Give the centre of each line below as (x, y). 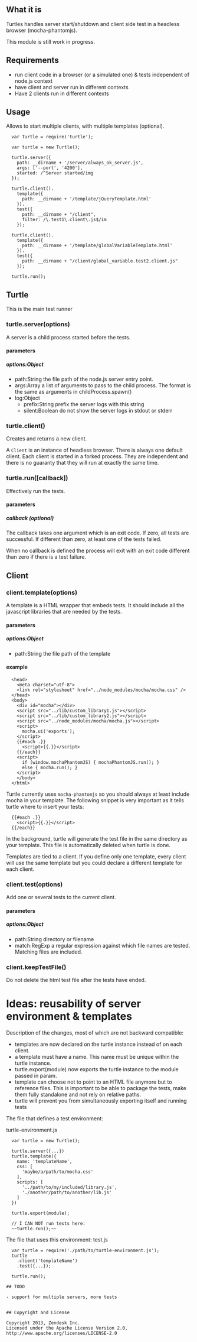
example (17, 667)
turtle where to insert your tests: (45, 806)
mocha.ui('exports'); (48, 731)
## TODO (16, 1286)
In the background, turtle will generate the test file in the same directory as (97, 838)
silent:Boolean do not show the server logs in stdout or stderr (98, 411)
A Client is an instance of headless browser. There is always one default (94, 450)
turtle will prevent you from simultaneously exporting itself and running (101, 1100)
